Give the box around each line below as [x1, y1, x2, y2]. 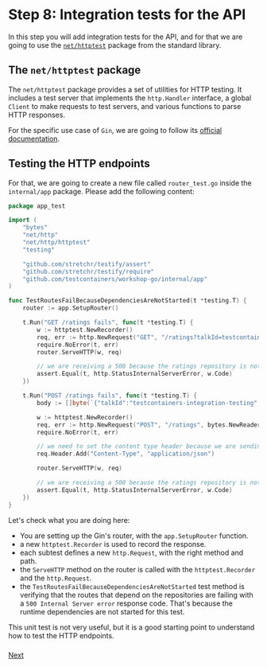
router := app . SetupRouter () [22, 304, 119, 312]
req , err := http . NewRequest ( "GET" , [37, 333, 158, 341]
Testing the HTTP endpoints [8, 157, 150, 170]
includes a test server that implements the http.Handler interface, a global [8, 93, 252, 103]
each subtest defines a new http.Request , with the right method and [19, 548, 244, 557]
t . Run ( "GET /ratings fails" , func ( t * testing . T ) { [22, 318, 194, 327]
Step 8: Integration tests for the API [8, 6, 246, 24]
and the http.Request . [19, 573, 92, 583]
